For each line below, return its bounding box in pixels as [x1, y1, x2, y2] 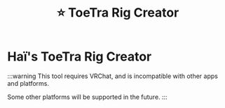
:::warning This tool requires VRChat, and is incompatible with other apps [7, 72, 219, 80]
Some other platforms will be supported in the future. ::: [7, 93, 168, 101]
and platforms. [7, 79, 50, 87]
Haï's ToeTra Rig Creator [7, 49, 152, 65]
